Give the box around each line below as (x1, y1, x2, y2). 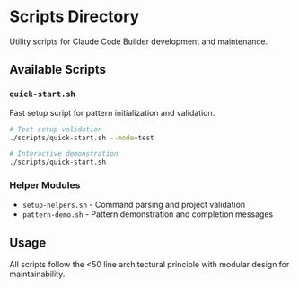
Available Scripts (9, 62, 106, 77)
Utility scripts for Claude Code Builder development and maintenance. (9, 36, 268, 47)
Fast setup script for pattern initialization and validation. (9, 107, 215, 118)
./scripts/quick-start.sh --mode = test (9, 133, 154, 142)
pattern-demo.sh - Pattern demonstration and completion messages (22, 209, 274, 220)
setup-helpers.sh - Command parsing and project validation (22, 200, 246, 211)
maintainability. (9, 268, 66, 280)
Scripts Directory (9, 6, 140, 27)
